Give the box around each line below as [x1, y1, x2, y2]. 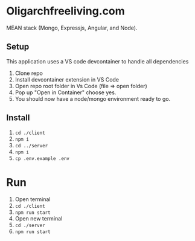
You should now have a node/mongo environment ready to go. [14, 95, 171, 102]
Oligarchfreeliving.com [6, 4, 125, 18]
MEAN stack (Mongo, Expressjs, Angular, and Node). [6, 24, 138, 31]
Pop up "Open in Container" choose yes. [14, 89, 117, 96]
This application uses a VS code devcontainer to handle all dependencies [6, 57, 189, 65]
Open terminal [14, 195, 51, 203]
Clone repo [14, 69, 43, 77]
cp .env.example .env [14, 155, 69, 161]
